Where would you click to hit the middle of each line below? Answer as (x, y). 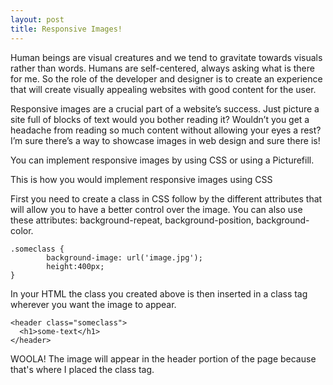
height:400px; (75, 266)
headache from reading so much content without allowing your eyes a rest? (166, 130)
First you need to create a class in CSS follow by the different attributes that (166, 198)
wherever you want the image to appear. (93, 304)
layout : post (37, 19)
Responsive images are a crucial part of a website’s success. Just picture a (165, 108)
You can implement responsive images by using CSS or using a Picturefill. (162, 160)
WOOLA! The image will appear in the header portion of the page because (163, 358)
